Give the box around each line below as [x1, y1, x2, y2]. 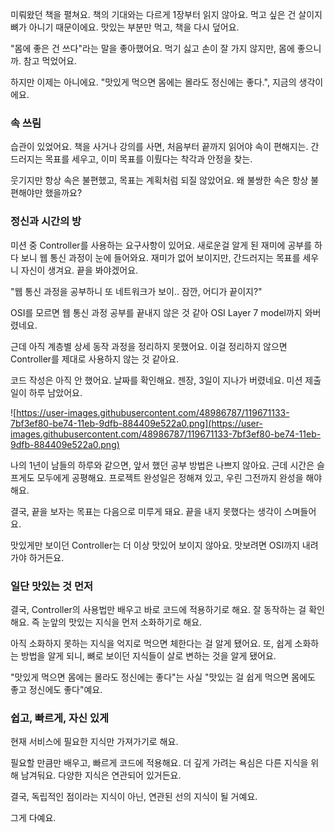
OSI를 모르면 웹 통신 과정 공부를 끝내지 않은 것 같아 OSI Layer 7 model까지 [10, 306, 303, 318]
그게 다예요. [10, 812, 57, 824]
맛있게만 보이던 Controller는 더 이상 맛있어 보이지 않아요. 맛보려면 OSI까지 [10, 539, 300, 551]
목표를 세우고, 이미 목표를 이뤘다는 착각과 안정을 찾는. [44, 153, 253, 165]
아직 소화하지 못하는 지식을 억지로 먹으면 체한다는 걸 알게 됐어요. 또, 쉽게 [10, 637, 293, 649]
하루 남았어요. [28, 386, 83, 398]
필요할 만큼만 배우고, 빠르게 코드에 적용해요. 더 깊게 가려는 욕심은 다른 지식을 [10, 757, 309, 769]
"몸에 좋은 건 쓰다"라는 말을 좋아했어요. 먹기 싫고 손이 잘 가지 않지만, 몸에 [10, 43, 295, 54]
